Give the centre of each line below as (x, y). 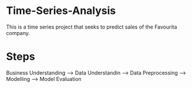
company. (18, 33)
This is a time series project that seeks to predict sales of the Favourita (92, 27)
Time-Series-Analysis (61, 11)
